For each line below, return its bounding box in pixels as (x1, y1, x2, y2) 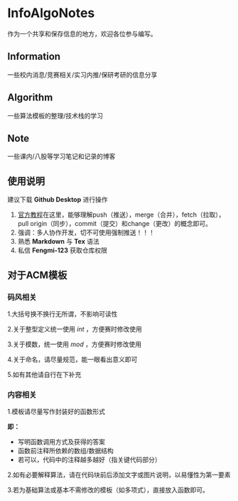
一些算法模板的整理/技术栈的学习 (7, 111, 104, 120)
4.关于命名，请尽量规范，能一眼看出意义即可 (7, 355, 138, 363)
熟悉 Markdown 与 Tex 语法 (17, 237, 99, 246)
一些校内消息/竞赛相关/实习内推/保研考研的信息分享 (7, 70, 158, 79)
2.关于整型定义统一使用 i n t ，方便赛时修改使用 (7, 324, 142, 333)
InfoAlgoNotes (7, 5, 95, 21)
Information (7, 51, 61, 63)
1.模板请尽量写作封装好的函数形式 (7, 408, 105, 416)
